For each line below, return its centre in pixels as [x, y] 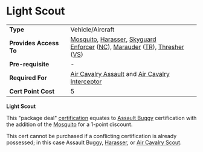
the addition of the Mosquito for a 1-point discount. [69, 124]
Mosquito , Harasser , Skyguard [113, 39]
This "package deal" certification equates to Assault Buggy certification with [101, 118]
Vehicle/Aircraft [92, 30]
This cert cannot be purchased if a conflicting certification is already [92, 136]
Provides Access [34, 43]
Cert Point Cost [32, 91]
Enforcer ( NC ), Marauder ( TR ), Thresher [127, 46]
